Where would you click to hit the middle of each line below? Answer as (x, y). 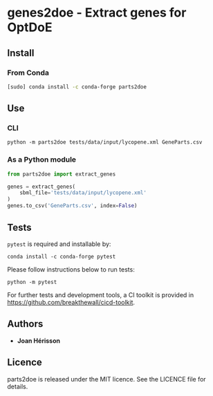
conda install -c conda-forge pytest (62, 256)
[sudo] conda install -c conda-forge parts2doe (77, 87)
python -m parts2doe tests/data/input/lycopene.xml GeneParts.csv (105, 142)
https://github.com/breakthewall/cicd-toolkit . (71, 302)
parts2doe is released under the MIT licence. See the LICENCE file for (106, 379)
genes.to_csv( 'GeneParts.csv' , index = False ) (72, 206)
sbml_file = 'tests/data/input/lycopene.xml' (83, 193)
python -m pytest (32, 282)
